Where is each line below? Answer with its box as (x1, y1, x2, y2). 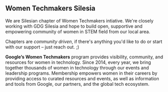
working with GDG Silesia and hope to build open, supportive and (5, 23, 143, 29)
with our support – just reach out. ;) (5, 43, 80, 50)
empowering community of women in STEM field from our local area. (5, 28, 151, 35)
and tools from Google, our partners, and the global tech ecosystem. (5, 81, 150, 87)
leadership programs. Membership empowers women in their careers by (5, 70, 157, 76)
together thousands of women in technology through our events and (5, 64, 149, 71)
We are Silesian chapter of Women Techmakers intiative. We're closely (5, 17, 154, 24)
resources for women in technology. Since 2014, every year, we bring (5, 59, 152, 65)
